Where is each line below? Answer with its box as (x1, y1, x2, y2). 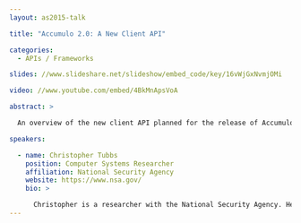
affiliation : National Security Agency (25, 167, 175, 176)
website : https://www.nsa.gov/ (25, 176, 142, 184)
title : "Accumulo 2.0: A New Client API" (9, 29, 167, 39)
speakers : (9, 134, 47, 143)
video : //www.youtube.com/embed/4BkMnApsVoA (9, 86, 178, 95)
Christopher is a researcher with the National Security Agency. (32, 201, 282, 210)
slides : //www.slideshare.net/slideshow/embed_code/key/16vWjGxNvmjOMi (9, 70, 282, 79)
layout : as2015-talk (9, 13, 87, 22)
